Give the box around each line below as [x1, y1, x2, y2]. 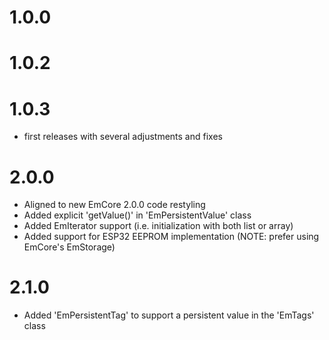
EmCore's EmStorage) [23, 241, 116, 253]
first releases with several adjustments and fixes [23, 131, 223, 143]
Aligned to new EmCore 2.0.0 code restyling [23, 199, 206, 211]
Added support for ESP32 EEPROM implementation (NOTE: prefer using [23, 231, 320, 243]
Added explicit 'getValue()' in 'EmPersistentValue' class [23, 209, 252, 221]
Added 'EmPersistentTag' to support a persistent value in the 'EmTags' [23, 309, 315, 321]
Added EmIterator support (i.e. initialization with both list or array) [23, 220, 294, 232]
